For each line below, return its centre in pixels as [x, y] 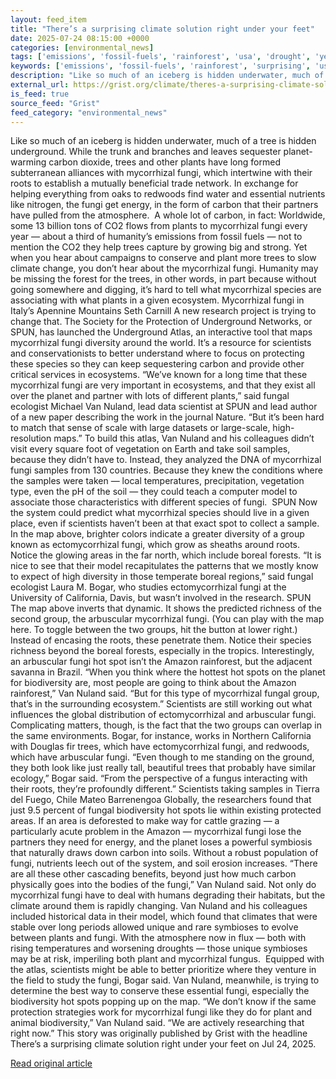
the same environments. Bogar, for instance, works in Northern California [161, 736]
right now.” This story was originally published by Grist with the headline [159, 1033]
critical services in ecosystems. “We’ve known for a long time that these [159, 375]
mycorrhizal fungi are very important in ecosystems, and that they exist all [163, 385]
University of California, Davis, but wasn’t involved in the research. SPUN [161, 598]
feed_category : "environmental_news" [89, 112]
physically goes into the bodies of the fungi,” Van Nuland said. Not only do [163, 885]
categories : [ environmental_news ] [82, 47]
